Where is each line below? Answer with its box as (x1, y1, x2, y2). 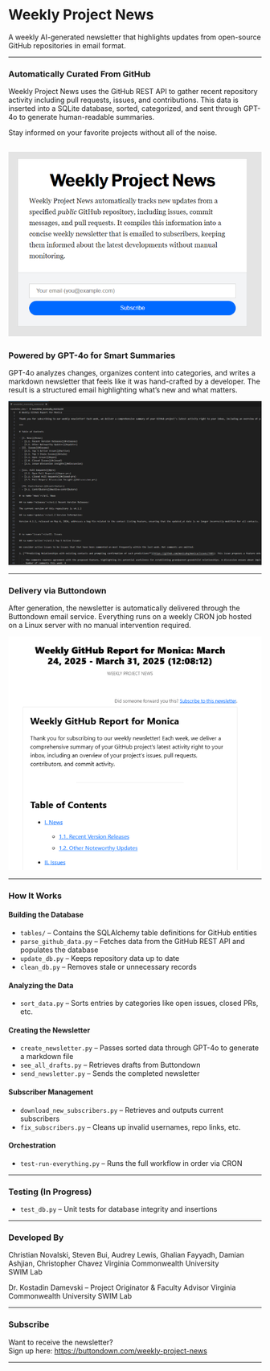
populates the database (19, 945, 99, 954)
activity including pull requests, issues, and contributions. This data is (8, 95, 239, 105)
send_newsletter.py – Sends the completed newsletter (19, 1069, 200, 1078)
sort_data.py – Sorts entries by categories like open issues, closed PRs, (19, 999, 259, 1008)
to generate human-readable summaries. (18, 113, 155, 122)
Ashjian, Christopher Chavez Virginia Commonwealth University (8, 1258, 219, 1268)
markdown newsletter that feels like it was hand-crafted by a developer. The (8, 376, 261, 387)
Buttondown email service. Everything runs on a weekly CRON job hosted (8, 612, 252, 622)
